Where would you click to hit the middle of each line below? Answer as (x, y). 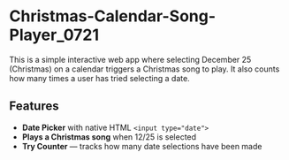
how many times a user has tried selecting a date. (99, 78)
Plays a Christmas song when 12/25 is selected (109, 137)
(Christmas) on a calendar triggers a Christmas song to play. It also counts (144, 69)
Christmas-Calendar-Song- (113, 16)
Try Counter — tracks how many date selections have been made (142, 146)
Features (34, 107)
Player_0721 (54, 35)
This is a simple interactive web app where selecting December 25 (130, 59)
